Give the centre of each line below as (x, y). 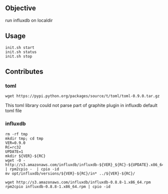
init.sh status (21, 52)
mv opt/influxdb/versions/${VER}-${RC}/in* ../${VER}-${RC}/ (70, 173)
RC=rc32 (13, 147)
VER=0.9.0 (15, 143)
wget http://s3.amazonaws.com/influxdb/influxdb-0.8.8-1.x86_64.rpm (78, 182)
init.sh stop (19, 56)
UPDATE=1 (14, 151)
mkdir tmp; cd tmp (24, 138)
